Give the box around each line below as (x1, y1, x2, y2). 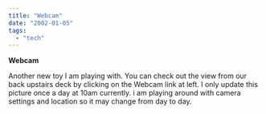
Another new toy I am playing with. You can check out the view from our (8, 71, 248, 81)
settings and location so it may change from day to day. (8, 96, 192, 106)
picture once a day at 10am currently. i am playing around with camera (8, 88, 241, 98)
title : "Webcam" (8, 11, 63, 20)
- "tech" (15, 33, 45, 42)
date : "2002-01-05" (8, 19, 74, 27)
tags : (8, 26, 27, 34)
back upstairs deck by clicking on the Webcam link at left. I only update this (8, 80, 259, 89)
